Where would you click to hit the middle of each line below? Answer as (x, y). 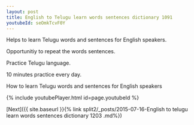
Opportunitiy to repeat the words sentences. (61, 51)
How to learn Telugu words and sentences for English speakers (84, 86)
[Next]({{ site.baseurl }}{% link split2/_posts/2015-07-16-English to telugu (97, 109)
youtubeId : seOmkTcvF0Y (36, 23)
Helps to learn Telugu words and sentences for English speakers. (87, 40)
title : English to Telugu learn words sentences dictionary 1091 (89, 17)
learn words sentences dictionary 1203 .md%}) (64, 116)
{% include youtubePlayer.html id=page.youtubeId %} (73, 98)
